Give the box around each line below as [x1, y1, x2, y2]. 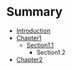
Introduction [16, 27, 51, 35]
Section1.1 [26, 41, 54, 49]
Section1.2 [36, 48, 66, 56]
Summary [6, 4, 62, 20]
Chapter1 [16, 33, 42, 41]
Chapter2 [16, 55, 43, 63]
